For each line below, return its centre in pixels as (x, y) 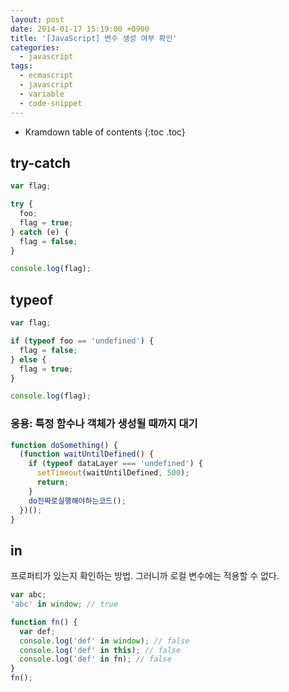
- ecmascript (46, 76)
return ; (53, 482)
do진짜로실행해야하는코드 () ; (77, 501)
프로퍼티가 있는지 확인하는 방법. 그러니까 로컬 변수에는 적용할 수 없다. (145, 576)
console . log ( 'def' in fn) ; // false (95, 659)
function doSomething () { (64, 445)
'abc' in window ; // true (64, 604)
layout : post (37, 19)
